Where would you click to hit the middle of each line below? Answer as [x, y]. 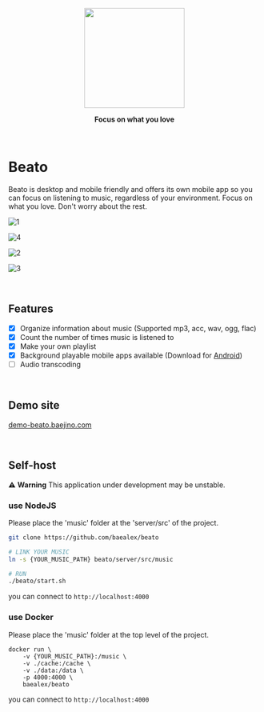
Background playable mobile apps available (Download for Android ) [131, 355]
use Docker [31, 618]
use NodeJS [32, 506]
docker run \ [30, 649]
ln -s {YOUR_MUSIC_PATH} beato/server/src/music [91, 559]
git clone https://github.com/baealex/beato [84, 537]
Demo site [34, 405]
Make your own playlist [58, 346]
